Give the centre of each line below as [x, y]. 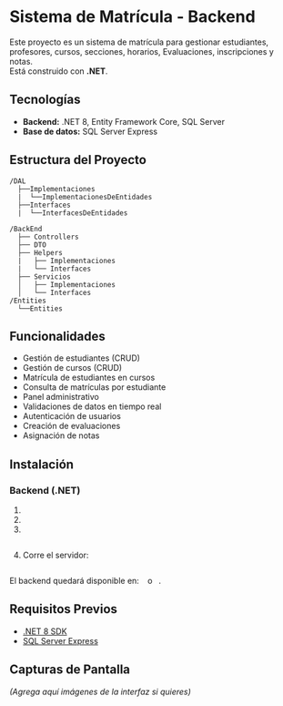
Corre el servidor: [56, 555]
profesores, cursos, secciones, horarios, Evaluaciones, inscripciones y [142, 51]
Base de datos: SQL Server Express [90, 131]
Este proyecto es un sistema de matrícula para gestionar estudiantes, [139, 42]
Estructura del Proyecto [78, 160]
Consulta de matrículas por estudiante [94, 387]
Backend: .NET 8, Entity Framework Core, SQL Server [124, 121]
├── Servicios [44, 276]
